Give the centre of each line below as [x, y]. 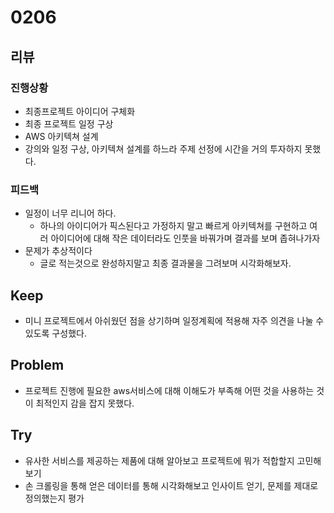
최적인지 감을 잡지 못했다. [85, 403]
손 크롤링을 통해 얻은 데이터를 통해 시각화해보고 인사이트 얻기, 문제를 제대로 [171, 485]
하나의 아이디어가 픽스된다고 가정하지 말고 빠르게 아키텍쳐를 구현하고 [173, 226]
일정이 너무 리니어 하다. [70, 213]
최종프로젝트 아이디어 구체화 [80, 111]
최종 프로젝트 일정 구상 [69, 123]
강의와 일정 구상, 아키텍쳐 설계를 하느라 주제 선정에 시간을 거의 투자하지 [163, 148]
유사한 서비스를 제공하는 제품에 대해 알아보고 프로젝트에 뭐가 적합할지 [159, 460]
